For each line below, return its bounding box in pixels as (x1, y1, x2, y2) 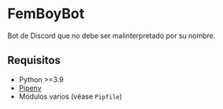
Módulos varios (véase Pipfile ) (18, 92, 123, 101)
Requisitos (7, 54, 61, 67)
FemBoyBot (7, 5, 84, 23)
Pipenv (18, 83, 42, 92)
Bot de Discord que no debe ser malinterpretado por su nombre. (7, 31, 216, 40)
